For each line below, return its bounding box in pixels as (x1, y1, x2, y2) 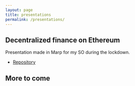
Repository (12, 59, 36, 65)
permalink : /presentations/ (5, 17, 65, 22)
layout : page (5, 7, 33, 13)
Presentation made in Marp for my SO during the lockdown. (5, 49, 130, 55)
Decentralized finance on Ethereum (5, 36, 120, 44)
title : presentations (5, 12, 51, 17)
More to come (5, 74, 50, 82)
